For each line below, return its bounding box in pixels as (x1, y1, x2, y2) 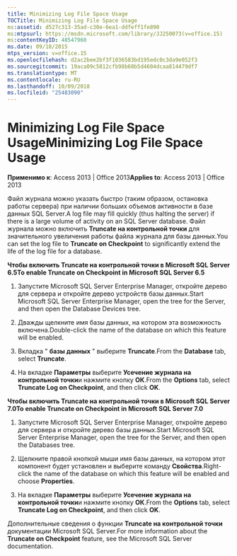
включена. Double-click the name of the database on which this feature (17, 326, 226, 335)
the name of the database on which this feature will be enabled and (33, 470, 230, 478)
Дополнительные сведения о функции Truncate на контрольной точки (7, 519, 223, 528)
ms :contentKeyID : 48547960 (7, 37, 87, 44)
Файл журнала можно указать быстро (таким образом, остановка (7, 195, 209, 203)
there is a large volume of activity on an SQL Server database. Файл (7, 217, 206, 226)
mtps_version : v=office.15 (7, 50, 87, 57)
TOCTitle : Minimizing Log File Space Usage (7, 17, 138, 24)
